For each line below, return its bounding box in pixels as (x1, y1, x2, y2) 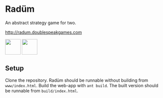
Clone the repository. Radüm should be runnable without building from (5, 77, 148, 83)
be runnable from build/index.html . (5, 88, 79, 94)
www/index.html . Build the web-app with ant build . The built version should (5, 82, 159, 88)
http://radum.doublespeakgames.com (5, 29, 82, 35)
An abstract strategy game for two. (5, 20, 77, 26)
